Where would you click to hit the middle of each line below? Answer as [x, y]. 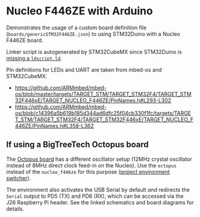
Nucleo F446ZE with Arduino [80, 11]
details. [15, 209]
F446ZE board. [25, 40]
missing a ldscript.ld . [34, 58]
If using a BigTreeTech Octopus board [78, 145]
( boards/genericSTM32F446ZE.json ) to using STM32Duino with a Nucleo [93, 33]
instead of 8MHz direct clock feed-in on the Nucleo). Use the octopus [92, 165]
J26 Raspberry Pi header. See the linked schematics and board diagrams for [100, 202]
